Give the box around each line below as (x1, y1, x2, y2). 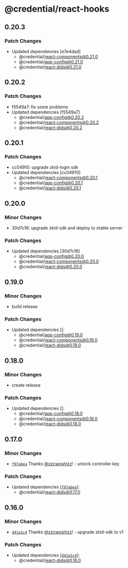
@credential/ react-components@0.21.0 (18, 54, 98, 59)
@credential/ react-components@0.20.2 (18, 119, 99, 125)
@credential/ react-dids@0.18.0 (18, 421, 81, 427)
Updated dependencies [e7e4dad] (11, 48, 81, 54)
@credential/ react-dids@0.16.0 (18, 557, 81, 564)
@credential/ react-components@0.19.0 (18, 337, 98, 343)
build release (11, 303, 38, 309)
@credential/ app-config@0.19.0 (18, 332, 83, 338)
